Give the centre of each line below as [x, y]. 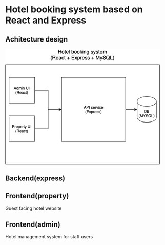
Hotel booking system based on [74, 9]
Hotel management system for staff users [49, 237]
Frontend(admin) [33, 224]
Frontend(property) [37, 196]
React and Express [46, 20]
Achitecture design [37, 39]
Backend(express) [35, 179]
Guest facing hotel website [34, 208]
